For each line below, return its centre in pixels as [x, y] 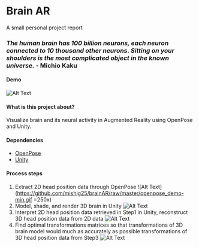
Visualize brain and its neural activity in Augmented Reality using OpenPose [99, 120]
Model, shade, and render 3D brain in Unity [68, 206]
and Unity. [19, 126]
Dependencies [25, 140]
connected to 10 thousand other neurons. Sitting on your [91, 50]
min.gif [23, 199]
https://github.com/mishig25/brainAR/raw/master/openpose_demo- [100, 193]
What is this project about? [40, 106]
